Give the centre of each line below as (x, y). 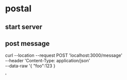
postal (18, 9)
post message (27, 43)
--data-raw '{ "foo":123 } (30, 66)
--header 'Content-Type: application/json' (48, 61)
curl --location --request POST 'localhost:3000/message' (64, 55)
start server (24, 27)
